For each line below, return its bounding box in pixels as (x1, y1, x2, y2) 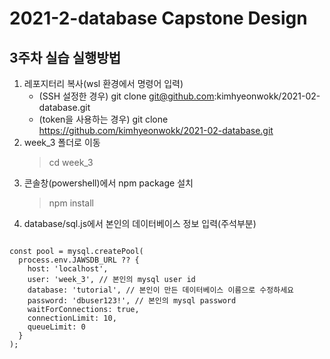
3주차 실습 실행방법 (9, 49, 122, 66)
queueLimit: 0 (27, 322, 86, 332)
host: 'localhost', (27, 264, 109, 274)
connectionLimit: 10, (27, 313, 117, 323)
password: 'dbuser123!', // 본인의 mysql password (27, 296, 237, 306)
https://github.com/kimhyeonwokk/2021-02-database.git (38, 125, 274, 136)
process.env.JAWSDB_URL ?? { (18, 255, 140, 265)
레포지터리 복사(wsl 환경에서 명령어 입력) (23, 78, 184, 89)
